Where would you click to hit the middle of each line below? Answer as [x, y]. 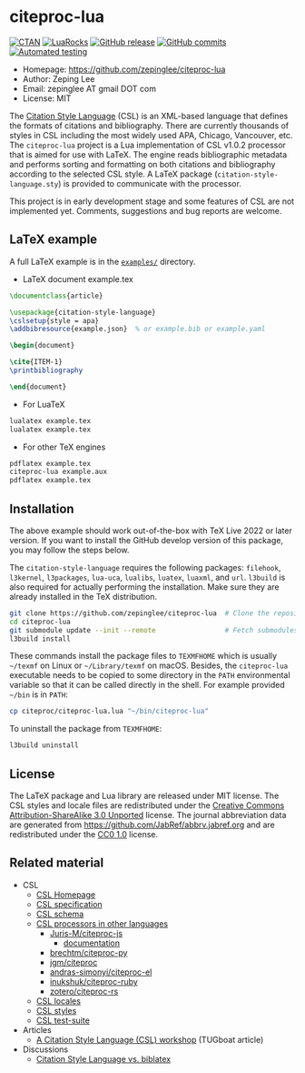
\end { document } [38, 387]
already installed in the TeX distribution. [83, 596]
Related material [57, 863]
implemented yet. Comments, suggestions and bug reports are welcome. [146, 210]
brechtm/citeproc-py [89, 952]
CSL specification [69, 904]
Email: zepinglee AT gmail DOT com [89, 88]
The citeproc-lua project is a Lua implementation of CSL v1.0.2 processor [148, 145]
